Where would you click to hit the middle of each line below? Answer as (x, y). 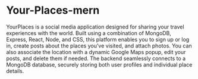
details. (15, 71)
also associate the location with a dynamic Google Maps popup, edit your (96, 52)
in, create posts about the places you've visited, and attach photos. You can (99, 46)
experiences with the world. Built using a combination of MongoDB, (89, 33)
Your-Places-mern (53, 10)
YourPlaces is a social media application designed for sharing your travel (95, 27)
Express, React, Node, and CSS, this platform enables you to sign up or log (98, 39)
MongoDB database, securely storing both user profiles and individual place (99, 64)
